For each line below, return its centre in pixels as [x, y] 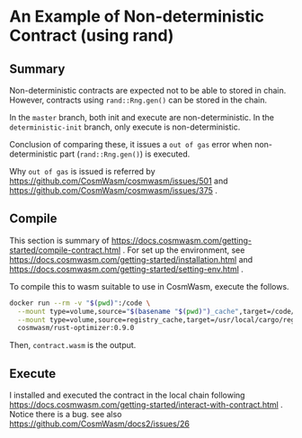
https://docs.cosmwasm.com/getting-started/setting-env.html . [127, 269]
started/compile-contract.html [65, 250]
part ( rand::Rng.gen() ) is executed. [125, 154]
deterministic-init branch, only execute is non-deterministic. [125, 127]
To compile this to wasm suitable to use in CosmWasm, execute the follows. [149, 286]
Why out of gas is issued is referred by [82, 171]
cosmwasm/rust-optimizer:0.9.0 [76, 328]
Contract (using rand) [92, 36]
